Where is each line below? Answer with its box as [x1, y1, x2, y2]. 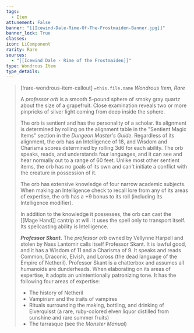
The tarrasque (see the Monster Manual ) [29, 320, 127, 328]
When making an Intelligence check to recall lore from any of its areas [20, 187, 188, 194]
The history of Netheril [29, 289, 83, 296]
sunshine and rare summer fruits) [29, 314, 110, 321]
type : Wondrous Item [6, 63, 57, 69]
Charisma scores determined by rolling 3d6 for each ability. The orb [20, 145, 184, 152]
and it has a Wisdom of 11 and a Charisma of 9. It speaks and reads [20, 247, 182, 254]
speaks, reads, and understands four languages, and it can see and [20, 150, 182, 158]
